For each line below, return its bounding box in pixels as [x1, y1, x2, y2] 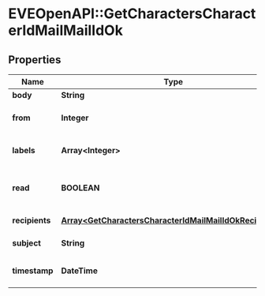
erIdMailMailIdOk [8, 21, 124, 39]
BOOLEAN [61, 182, 100, 193]
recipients [12, 215, 51, 226]
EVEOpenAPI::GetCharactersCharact [8, 5, 256, 23]
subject [12, 238, 42, 249]
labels [12, 145, 35, 155]
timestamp [12, 265, 54, 276]
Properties [8, 53, 62, 66]
